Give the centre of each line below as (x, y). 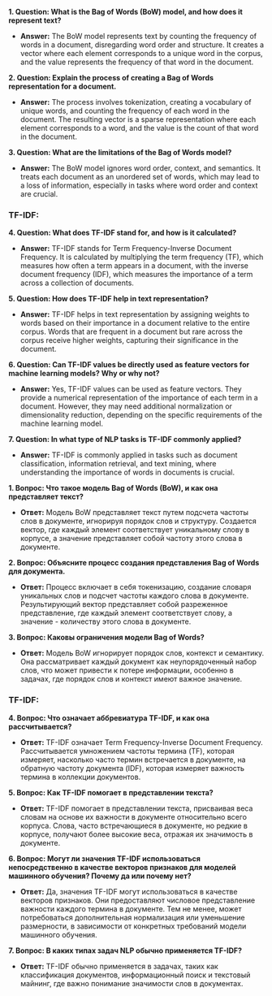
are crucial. (39, 194)
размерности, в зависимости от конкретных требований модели (133, 926)
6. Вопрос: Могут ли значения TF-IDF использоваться (105, 858)
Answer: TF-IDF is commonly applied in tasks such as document (129, 455)
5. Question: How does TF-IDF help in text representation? (108, 299)
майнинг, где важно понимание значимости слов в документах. (132, 983)
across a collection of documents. (77, 283)
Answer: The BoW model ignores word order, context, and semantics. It (140, 168)
